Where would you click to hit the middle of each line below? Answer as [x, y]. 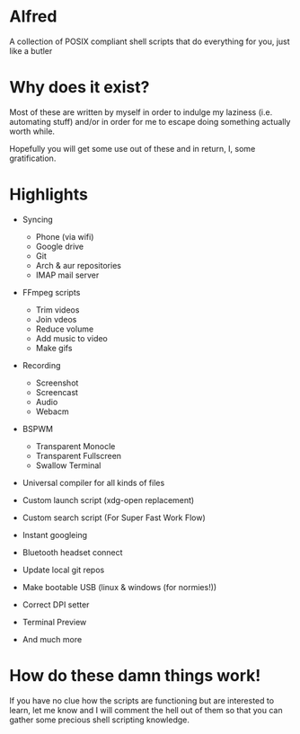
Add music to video [71, 338]
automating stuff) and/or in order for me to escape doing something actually [150, 121]
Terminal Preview [54, 622]
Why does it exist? [79, 88]
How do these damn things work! [135, 676]
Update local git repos [63, 570]
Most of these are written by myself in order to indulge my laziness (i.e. [141, 112]
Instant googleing [55, 535]
